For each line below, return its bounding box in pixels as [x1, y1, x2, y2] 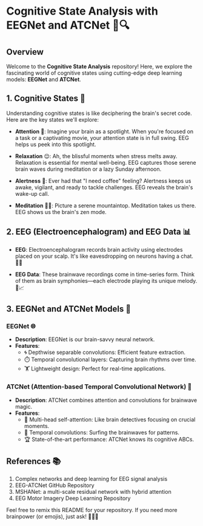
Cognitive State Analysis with [6, 4, 159, 18]
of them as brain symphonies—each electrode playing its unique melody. [15, 277, 198, 284]
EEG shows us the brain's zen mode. [15, 208, 107, 215]
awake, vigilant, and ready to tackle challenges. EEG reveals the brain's [15, 184, 193, 191]
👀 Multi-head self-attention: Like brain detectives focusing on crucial [24, 415, 196, 423]
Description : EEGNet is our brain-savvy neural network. [15, 336, 155, 343]
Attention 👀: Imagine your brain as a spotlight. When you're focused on [15, 128, 194, 135]
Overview [6, 47, 44, 57]
